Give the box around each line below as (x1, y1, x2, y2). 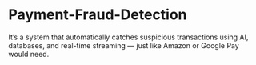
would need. (8, 49, 50, 59)
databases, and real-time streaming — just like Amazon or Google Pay (8, 40, 240, 50)
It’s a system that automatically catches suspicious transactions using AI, (8, 32, 249, 42)
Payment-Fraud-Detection (8, 6, 187, 24)
